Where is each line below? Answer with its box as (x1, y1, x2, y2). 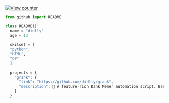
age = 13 (10, 33, 28, 38)
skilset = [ (10, 42, 35, 47)
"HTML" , (10, 52, 26, 57)
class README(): (5, 23, 39, 29)
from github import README (5, 15, 62, 20)
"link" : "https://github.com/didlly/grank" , (18, 79, 114, 85)
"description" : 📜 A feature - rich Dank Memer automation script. (18, 84, 156, 89)
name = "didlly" (10, 28, 44, 33)
